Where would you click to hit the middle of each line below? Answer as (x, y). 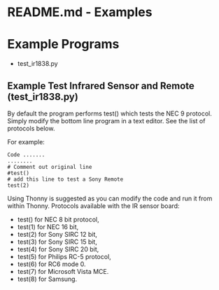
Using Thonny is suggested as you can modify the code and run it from (110, 198)
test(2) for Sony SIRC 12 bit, (57, 234)
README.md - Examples (80, 12)
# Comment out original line (50, 167)
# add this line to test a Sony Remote (65, 179)
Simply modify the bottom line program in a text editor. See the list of (106, 120)
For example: (26, 141)
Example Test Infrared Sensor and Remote (101, 86)
